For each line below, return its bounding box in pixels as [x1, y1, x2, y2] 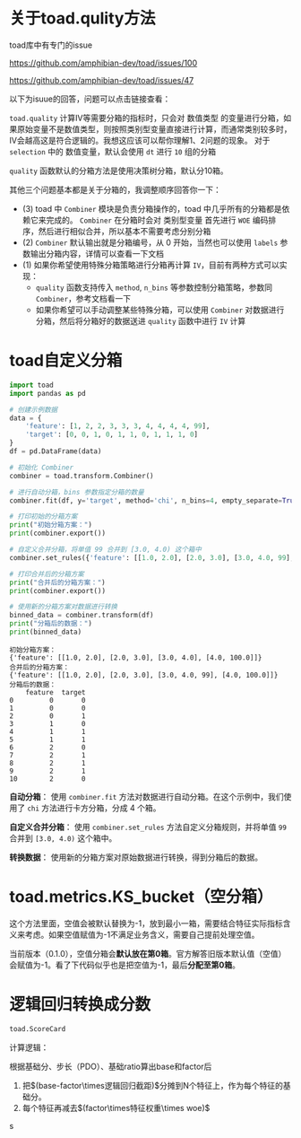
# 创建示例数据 [9, 405, 58, 414]
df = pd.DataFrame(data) [9, 447, 102, 456]
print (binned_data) [9, 627, 82, 636]
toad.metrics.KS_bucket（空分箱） [9, 887, 273, 907]
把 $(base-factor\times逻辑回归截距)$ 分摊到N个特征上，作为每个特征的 [21, 1080, 284, 1090]
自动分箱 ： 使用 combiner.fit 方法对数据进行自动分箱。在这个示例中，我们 [9, 791, 284, 801]
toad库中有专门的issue [9, 39, 93, 50]
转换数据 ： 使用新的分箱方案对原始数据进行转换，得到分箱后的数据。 [9, 852, 262, 862]
